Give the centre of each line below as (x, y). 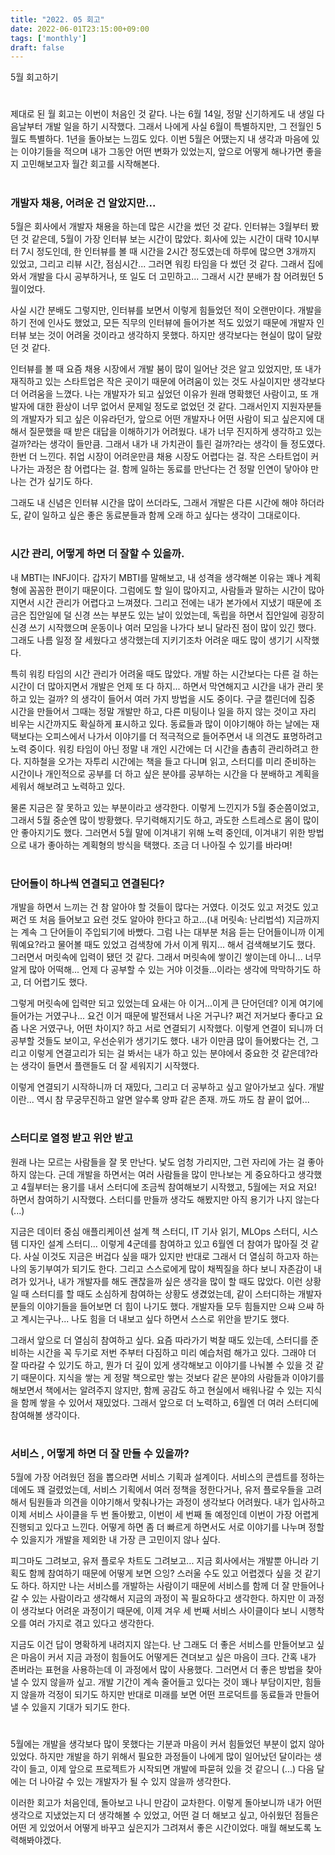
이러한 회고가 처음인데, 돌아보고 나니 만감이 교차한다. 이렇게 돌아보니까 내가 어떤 (166, 1803)
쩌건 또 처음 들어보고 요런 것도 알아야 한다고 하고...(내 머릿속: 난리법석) (148, 920)
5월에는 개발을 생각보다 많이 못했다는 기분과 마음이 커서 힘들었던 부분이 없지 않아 (167, 1744)
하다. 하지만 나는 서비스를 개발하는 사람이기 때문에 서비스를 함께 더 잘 (155, 1586)
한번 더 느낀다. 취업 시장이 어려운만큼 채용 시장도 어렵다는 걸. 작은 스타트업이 (159, 456)
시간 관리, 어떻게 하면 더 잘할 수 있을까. (97, 554)
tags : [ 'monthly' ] (48, 38)
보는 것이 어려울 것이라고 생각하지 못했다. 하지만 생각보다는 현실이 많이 (166, 335)
